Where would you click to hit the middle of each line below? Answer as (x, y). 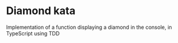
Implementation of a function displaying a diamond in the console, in (89, 27)
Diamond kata (41, 11)
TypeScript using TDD (33, 33)
